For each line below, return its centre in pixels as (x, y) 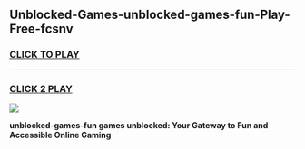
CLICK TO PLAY (44, 55)
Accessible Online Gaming (60, 135)
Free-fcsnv (42, 29)
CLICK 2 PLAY (41, 88)
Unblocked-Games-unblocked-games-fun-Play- (150, 15)
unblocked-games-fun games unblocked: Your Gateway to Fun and (139, 125)
